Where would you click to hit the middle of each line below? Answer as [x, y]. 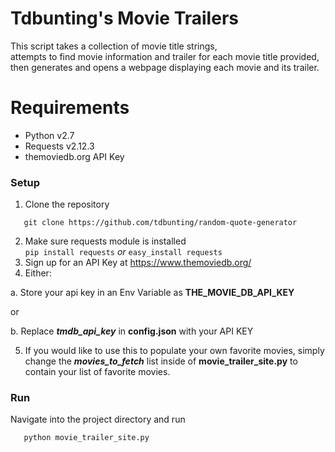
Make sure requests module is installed [105, 241]
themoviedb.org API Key [74, 156]
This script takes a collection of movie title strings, [114, 46]
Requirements [70, 108]
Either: [38, 273]
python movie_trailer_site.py [86, 438]
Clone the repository [67, 204]
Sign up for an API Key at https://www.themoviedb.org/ [138, 263]
